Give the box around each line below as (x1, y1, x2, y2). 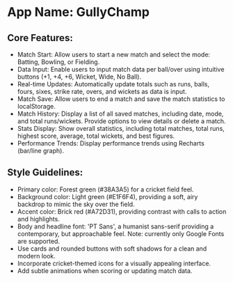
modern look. (17, 251, 56, 260)
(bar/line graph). (17, 147, 65, 155)
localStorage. (17, 102, 56, 110)
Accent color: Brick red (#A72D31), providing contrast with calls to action (17, 207, 227, 216)
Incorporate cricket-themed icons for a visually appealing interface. (17, 259, 211, 267)
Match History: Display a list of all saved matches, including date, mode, (17, 109, 224, 118)
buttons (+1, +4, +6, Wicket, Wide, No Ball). (17, 72, 141, 81)
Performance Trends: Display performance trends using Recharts (17, 139, 205, 147)
